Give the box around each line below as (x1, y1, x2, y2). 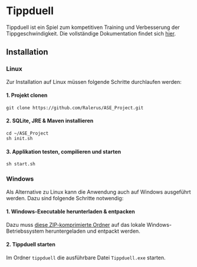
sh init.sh (6, 136, 33, 142)
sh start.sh (6, 161, 35, 167)
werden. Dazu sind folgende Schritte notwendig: (6, 194, 124, 201)
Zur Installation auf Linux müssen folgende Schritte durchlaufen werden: (6, 78, 182, 85)
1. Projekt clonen (6, 92, 48, 99)
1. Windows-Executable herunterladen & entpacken (6, 208, 136, 215)
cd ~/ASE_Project (6, 131, 49, 136)
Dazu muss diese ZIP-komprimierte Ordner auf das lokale (6, 221, 146, 228)
